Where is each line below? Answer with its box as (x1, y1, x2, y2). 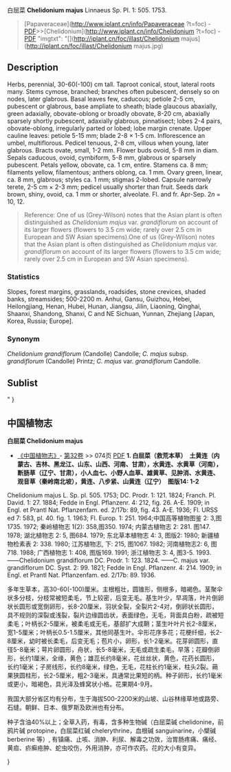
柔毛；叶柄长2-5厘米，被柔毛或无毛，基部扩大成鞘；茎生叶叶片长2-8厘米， (7, 620, 220, 628)
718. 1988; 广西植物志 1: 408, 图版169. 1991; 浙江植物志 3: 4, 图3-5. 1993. (7, 548, 212, 557)
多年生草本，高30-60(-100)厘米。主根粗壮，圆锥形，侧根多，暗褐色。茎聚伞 (7, 585, 223, 593)
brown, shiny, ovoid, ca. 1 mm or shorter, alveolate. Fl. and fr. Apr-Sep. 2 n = (7, 190, 221, 198)
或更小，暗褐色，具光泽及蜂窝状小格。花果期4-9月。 (7, 680, 157, 689)
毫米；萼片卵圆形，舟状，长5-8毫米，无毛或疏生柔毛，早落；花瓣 (23, 646, 208, 654)
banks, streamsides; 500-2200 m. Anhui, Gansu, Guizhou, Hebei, (7, 295, 192, 304)
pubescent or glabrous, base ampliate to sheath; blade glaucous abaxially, (7, 102, 218, 110)
